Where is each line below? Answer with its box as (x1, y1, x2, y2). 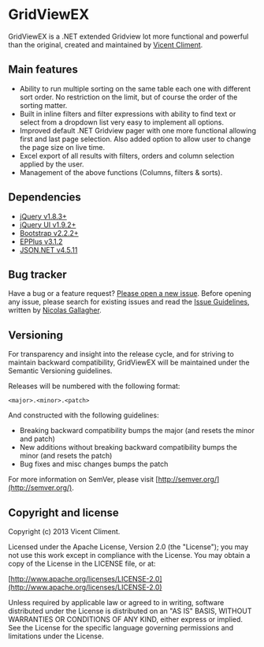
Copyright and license (8, 506, 120, 519)
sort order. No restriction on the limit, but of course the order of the (19, 92, 238, 102)
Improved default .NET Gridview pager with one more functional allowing (19, 125, 256, 135)
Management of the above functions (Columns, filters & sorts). (19, 167, 223, 177)
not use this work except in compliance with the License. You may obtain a (8, 551, 251, 559)
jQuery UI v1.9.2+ (19, 219, 76, 230)
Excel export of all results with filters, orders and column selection (19, 151, 235, 160)
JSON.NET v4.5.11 (19, 245, 78, 254)
